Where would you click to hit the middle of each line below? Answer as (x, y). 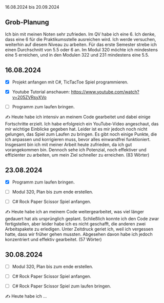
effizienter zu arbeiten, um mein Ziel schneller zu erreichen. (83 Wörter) (77, 155)
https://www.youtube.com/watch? (105, 92)
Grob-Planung (27, 22)
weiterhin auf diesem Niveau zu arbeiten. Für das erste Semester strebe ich (81, 44)
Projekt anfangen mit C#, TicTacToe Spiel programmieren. (70, 82)
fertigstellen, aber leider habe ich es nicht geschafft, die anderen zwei (75, 223)
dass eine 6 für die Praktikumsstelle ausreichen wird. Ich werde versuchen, (81, 39)
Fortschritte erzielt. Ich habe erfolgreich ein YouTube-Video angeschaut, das (82, 123)
